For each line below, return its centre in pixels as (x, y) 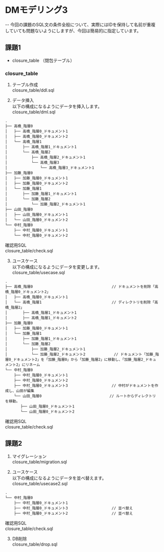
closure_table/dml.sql (34, 112)
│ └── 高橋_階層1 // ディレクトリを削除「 (80, 302)
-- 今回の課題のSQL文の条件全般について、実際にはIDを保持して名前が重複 (80, 25)
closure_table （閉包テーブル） (43, 60)
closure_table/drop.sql (35, 544)
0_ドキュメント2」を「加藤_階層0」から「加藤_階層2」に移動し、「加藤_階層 (75, 360)
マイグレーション (29, 456)
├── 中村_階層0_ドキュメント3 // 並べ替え (73, 508)
